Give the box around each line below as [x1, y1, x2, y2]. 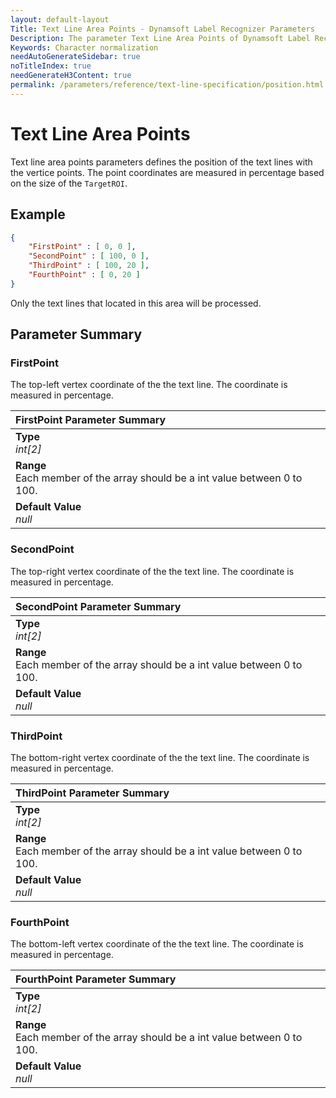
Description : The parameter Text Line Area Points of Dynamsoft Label [10, 33, 311, 43]
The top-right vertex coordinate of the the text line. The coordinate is [10, 565, 295, 577]
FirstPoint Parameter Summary [15, 413, 167, 427]
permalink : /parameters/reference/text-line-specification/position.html [10, 80, 325, 90]
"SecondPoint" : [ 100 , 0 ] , [28, 251, 150, 261]
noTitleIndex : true [10, 61, 92, 71]
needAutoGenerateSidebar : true [10, 52, 141, 62]
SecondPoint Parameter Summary [15, 599, 182, 613]
